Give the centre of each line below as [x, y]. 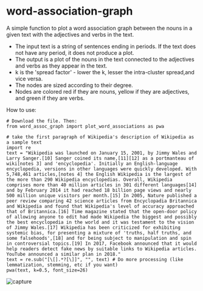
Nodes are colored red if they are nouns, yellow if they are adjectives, [102, 91]
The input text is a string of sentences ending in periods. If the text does [105, 46]
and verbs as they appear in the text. [61, 66]
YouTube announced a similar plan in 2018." [64, 254]
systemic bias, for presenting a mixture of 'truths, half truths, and [99, 233]
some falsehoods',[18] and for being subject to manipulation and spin [99, 238]
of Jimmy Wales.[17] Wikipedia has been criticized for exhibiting [94, 227]
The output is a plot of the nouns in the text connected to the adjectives [105, 59]
